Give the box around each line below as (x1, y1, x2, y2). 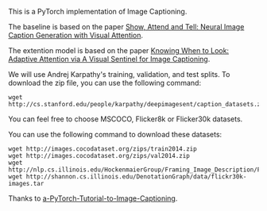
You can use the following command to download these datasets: (8, 130, 222, 139)
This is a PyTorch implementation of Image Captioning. (8, 7, 188, 16)
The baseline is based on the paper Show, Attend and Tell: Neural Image (8, 22, 245, 31)
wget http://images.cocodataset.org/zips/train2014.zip (8, 145, 197, 153)
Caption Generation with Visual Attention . (8, 31, 144, 40)
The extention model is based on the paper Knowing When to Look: (8, 46, 229, 55)
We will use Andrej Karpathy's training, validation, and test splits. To (8, 70, 230, 79)
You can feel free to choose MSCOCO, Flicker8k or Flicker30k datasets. (8, 114, 243, 124)
